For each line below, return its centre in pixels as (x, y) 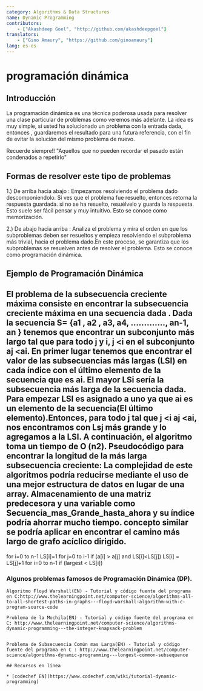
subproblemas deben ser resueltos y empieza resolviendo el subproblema (99, 235)
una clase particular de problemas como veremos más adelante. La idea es (100, 119)
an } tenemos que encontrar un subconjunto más (101, 332)
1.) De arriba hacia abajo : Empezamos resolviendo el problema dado (92, 191)
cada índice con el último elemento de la (84, 370)
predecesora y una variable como (71, 504)
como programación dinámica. (45, 254)
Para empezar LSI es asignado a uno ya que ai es (100, 399)
